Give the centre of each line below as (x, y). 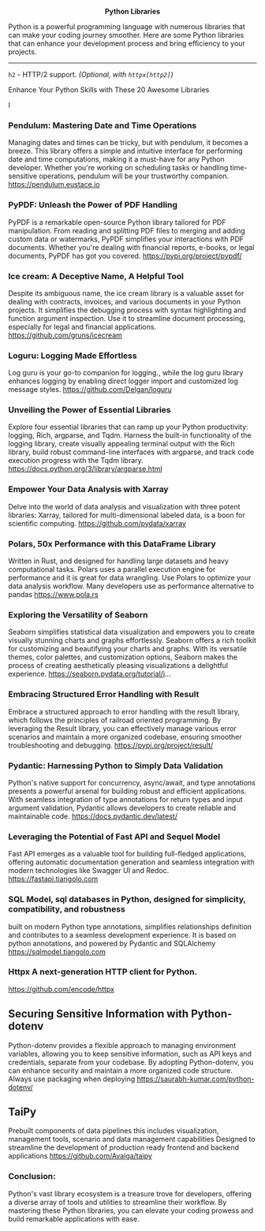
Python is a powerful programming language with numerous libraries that (127, 26)
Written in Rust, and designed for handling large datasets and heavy (118, 561)
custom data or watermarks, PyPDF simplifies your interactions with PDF (126, 239)
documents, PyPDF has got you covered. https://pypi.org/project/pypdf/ (125, 256)
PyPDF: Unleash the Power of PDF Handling (93, 205)
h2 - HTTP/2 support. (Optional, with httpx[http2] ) (91, 75)
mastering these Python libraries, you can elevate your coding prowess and (131, 1210)
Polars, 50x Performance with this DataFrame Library (112, 543)
